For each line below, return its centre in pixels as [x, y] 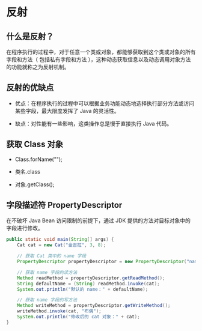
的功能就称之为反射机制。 [38, 67]
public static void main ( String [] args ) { [60, 240]
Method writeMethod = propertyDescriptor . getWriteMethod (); [94, 306]
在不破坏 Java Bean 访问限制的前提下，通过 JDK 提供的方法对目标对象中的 [99, 220]
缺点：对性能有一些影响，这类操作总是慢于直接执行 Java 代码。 [93, 123]
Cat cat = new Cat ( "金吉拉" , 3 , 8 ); [62, 245]
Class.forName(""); [39, 159]
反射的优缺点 [30, 88]
